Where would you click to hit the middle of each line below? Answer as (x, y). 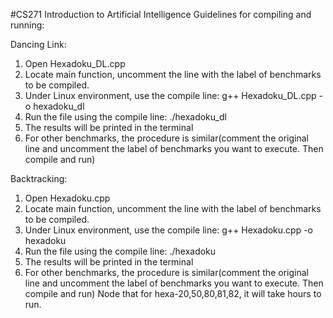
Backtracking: (39, 178)
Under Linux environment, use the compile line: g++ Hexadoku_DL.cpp (170, 95)
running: (27, 25)
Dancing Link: (38, 44)
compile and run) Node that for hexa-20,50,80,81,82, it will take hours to (173, 293)
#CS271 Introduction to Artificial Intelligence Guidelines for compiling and (161, 14)
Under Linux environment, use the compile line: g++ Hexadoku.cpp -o (169, 230)
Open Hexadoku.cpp (67, 198)
